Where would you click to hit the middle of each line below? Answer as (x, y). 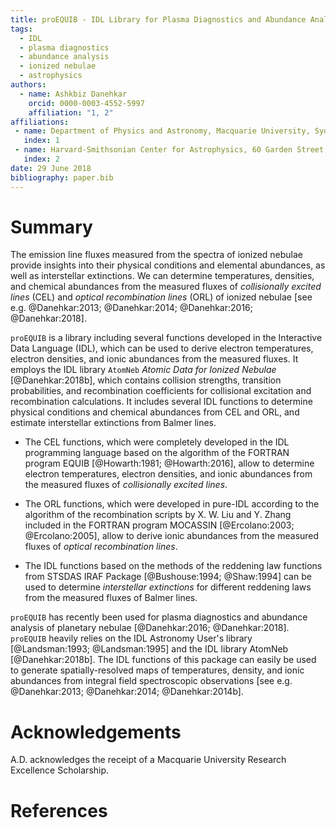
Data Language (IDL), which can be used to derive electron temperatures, (162, 348)
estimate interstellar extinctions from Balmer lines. (113, 423)
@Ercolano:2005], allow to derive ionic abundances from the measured (172, 536)
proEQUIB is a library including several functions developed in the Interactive (166, 338)
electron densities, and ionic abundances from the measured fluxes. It (154, 359)
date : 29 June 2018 (51, 168)
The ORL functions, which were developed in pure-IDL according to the (172, 504)
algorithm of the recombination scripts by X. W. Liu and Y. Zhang (158, 515)
